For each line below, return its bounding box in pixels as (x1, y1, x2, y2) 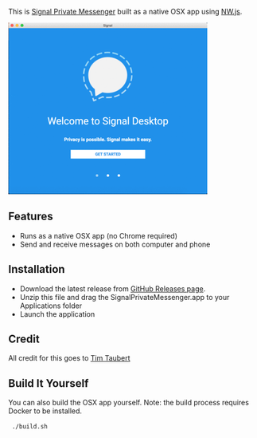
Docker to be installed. (8, 406, 82, 416)
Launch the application (19, 309, 95, 318)
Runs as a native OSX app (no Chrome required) (19, 231, 177, 240)
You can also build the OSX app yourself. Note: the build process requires (8, 398, 249, 408)
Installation (8, 262, 65, 276)
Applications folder (19, 301, 82, 310)
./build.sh (11, 423, 48, 431)
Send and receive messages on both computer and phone (19, 239, 211, 249)
